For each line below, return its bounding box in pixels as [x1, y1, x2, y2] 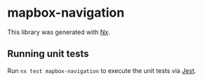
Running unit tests [7, 48, 89, 60]
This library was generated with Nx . [7, 28, 110, 36]
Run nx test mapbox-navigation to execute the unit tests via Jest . [7, 66, 197, 74]
